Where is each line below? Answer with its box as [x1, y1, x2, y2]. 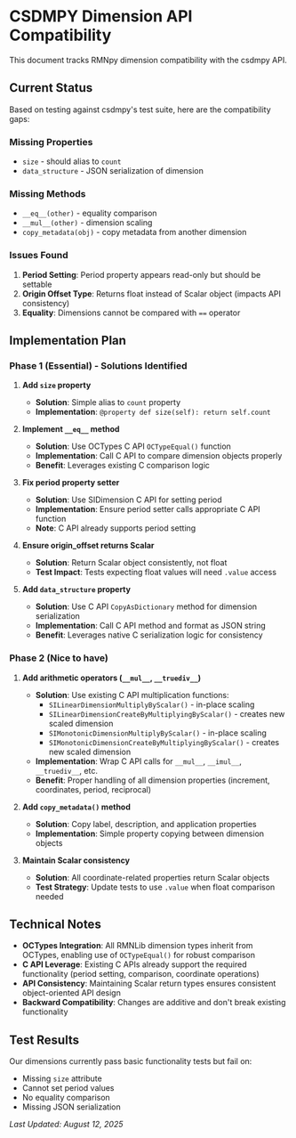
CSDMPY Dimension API [9, 6, 193, 27]
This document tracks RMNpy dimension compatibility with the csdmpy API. [9, 54, 287, 65]
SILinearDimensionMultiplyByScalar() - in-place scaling [48, 699, 255, 710]
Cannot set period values [21, 1083, 115, 1093]
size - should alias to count [21, 156, 122, 167]
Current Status [9, 80, 93, 95]
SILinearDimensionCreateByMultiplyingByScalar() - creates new [48, 708, 285, 719]
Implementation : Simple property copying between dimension [35, 828, 265, 839]
